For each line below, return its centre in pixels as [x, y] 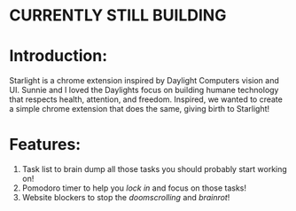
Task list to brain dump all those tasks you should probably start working [155, 169]
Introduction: [58, 56]
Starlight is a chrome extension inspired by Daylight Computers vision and [144, 81]
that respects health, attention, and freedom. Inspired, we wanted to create [146, 99]
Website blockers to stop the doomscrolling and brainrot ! [126, 198]
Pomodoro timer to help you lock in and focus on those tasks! [134, 188]
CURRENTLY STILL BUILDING [118, 16]
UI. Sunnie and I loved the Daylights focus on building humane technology [144, 90]
